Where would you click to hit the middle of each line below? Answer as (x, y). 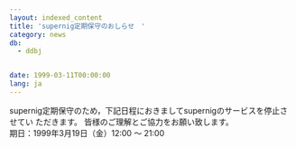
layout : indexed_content (56, 18)
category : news (38, 34)
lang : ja (26, 84)
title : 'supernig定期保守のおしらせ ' (78, 26)
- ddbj (30, 51)
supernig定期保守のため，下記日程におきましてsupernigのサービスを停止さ (149, 110)
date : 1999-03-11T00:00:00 (60, 76)
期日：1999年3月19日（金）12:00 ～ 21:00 (87, 133)
